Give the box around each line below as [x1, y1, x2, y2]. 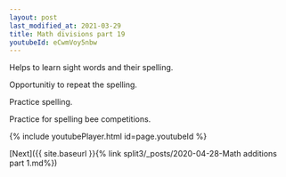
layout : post [9, 12, 58, 22]
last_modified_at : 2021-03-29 [9, 21, 122, 30]
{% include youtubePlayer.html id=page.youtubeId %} [9, 131, 208, 142]
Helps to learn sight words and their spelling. [9, 62, 174, 73]
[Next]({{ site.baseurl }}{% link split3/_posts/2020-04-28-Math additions [9, 149, 278, 159]
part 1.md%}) [9, 157, 58, 169]
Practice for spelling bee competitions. [9, 114, 151, 125]
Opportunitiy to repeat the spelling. [9, 79, 138, 90]
